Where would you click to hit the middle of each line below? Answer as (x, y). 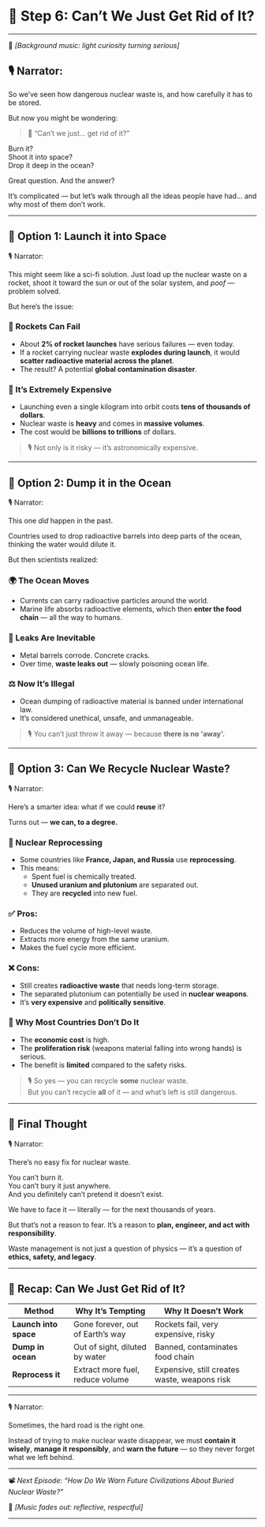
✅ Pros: (23, 914)
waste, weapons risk (193, 1379)
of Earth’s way (100, 1334)
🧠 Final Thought (48, 1124)
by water (90, 1357)
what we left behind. (41, 1458)
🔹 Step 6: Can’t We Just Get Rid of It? (131, 16)
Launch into (35, 1324)
